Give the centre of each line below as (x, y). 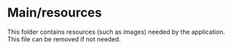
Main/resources (55, 13)
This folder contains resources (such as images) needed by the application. (116, 32)
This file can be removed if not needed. (64, 39)
